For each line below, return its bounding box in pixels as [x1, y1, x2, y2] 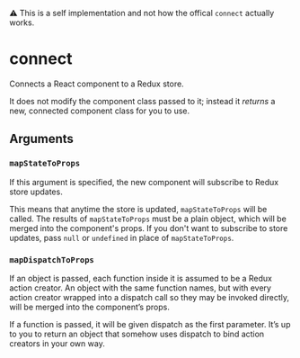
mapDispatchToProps [9, 255, 94, 264]
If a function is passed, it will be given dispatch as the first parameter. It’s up [9, 318, 291, 329]
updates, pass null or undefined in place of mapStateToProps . [9, 232, 234, 243]
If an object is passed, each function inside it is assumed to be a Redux [9, 273, 272, 283]
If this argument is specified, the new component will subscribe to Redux [9, 176, 279, 187]
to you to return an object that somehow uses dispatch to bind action [9, 328, 265, 339]
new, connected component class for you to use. [9, 105, 190, 116]
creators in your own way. [9, 337, 105, 349]
